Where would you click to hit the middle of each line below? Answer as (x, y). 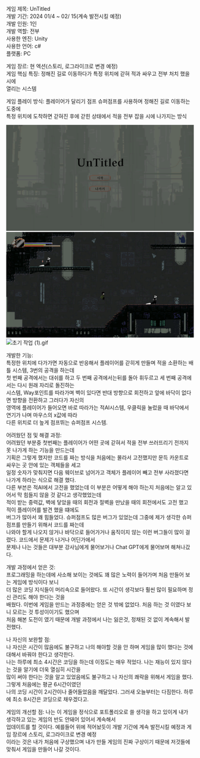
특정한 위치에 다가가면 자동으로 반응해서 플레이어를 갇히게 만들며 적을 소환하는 (97, 363)
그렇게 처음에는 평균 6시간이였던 (44, 684)
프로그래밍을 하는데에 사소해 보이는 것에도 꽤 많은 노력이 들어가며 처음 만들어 (95, 574)
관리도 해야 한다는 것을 (39, 597)
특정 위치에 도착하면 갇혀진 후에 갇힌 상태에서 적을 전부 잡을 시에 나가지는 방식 (97, 116)
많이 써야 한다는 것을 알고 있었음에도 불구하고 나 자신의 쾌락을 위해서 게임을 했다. (100, 677)
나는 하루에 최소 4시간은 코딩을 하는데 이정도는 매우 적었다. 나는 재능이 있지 (93, 662)
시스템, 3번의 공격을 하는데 (43, 370)
